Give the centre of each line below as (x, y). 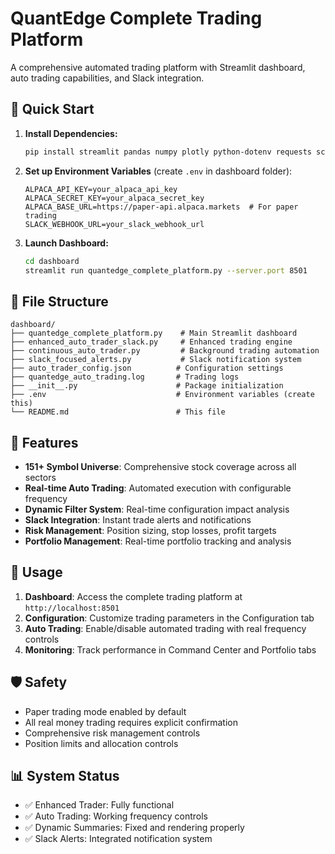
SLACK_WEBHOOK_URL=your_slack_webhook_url (114, 224)
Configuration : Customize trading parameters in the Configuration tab (169, 618)
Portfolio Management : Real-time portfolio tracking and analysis (158, 541)
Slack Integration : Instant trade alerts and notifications (138, 520)
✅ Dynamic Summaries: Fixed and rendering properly (134, 828)
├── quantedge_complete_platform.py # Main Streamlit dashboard (154, 333)
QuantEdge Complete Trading (136, 18)
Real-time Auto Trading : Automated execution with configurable (158, 488)
